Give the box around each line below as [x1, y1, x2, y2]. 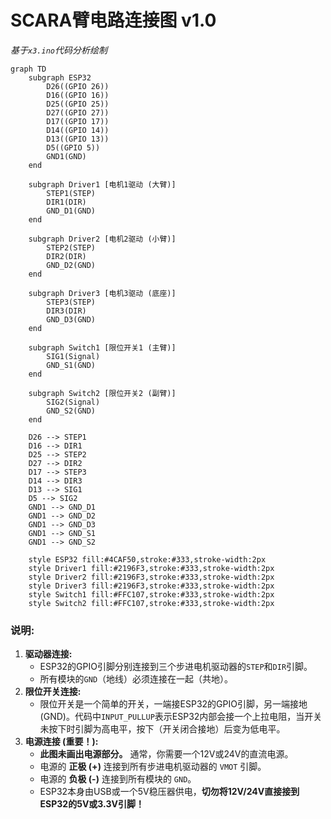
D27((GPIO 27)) [46, 107, 110, 118]
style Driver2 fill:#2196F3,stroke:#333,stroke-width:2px [28, 572, 275, 582]
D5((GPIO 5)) [46, 142, 101, 153]
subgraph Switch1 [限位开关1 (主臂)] [28, 342, 177, 353]
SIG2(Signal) [46, 397, 101, 407]
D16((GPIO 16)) [46, 90, 110, 100]
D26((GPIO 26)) [46, 81, 110, 91]
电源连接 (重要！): [24, 736, 99, 748]
